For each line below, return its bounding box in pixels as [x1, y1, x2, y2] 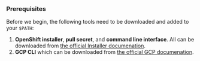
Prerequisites [6, 5, 46, 13]
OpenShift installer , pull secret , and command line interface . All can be [14, 36, 195, 43]
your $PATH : [6, 24, 34, 31]
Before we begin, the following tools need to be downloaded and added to [6, 18, 189, 25]
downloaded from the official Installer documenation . [14, 42, 146, 49]
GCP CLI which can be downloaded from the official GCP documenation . [14, 49, 194, 56]
